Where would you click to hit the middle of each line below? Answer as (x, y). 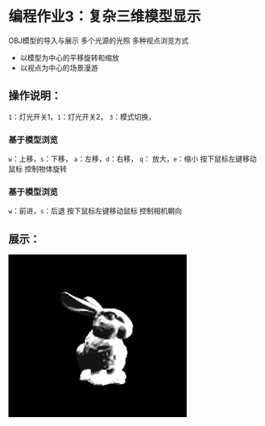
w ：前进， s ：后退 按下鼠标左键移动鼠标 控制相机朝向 (95, 211)
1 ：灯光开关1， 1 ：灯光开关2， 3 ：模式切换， (82, 116)
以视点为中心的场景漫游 (59, 67)
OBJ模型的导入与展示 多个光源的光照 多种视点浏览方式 (99, 40)
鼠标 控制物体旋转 (37, 169)
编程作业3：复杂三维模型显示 (105, 17)
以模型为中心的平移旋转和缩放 (69, 57)
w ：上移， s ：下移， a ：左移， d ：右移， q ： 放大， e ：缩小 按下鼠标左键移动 (132, 159)
